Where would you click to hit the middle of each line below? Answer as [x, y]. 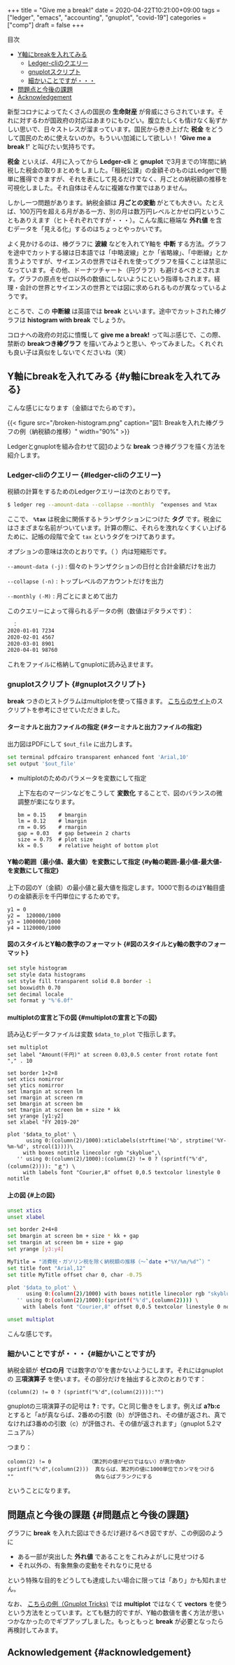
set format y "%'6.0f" [40, 1001]
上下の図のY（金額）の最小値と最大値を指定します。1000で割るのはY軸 [110, 887]
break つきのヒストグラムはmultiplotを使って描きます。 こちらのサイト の [112, 701]
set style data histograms [47, 975]
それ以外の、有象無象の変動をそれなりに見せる [85, 1566]
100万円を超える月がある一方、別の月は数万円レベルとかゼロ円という [119, 211]
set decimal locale [36, 994]
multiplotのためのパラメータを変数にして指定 [82, 778]
